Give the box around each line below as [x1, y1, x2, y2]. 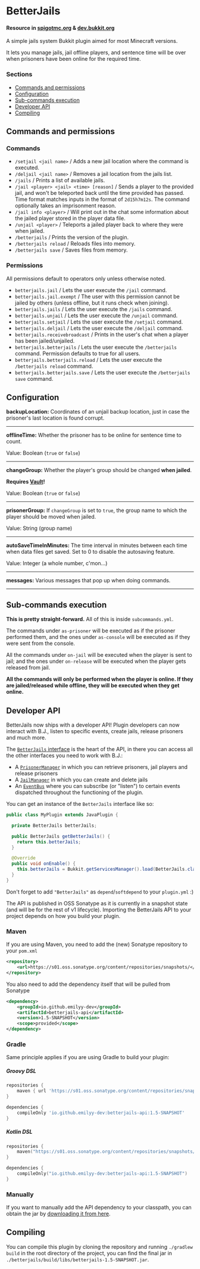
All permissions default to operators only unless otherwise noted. [6, 275, 166, 282]
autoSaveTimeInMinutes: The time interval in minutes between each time [6, 542, 187, 549]
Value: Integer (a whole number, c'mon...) [6, 560, 108, 567]
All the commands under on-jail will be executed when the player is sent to [6, 651, 192, 659]
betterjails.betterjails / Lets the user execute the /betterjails [14, 343, 177, 350]
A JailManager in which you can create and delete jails [14, 776, 148, 783]
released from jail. [6, 664, 51, 671]
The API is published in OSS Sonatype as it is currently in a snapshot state [6, 899, 188, 907]
